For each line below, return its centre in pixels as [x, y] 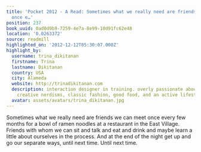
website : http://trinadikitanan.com [57, 84]
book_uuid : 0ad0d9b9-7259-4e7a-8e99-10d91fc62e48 [69, 28]
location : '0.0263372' [34, 34]
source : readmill [28, 39]
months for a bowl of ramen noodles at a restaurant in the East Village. [93, 123]
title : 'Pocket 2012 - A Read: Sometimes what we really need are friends [101, 12]
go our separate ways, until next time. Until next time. [72, 142]
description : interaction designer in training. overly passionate [98, 89]
